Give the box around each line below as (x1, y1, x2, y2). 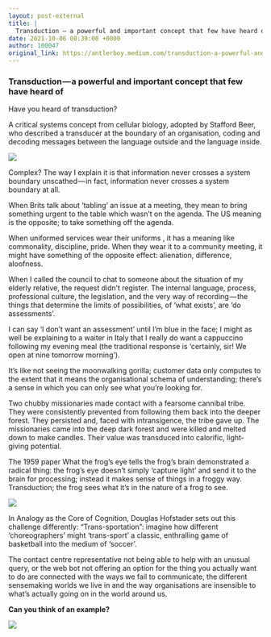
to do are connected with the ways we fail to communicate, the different (8, 572, 248, 581)
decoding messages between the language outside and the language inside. (8, 137, 262, 147)
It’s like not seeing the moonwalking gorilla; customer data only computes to (8, 366, 261, 376)
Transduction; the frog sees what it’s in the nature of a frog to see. (8, 483, 228, 493)
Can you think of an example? (8, 605, 110, 614)
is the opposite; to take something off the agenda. (8, 218, 174, 227)
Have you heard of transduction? (8, 104, 118, 114)
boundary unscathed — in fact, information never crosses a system (8, 177, 230, 186)
